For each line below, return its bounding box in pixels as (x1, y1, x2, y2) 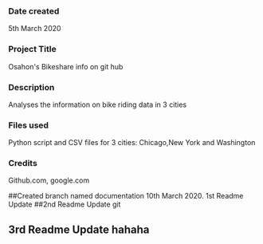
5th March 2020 (8, 24, 61, 33)
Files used (8, 120, 49, 131)
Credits (8, 158, 37, 169)
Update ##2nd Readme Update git (8, 199, 121, 209)
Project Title (8, 44, 57, 55)
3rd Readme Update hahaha (8, 222, 150, 236)
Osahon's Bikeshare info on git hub (8, 61, 124, 71)
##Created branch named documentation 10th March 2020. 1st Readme (8, 191, 244, 201)
